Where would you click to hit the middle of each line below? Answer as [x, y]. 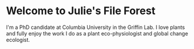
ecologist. [18, 40]
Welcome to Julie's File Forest [81, 11]
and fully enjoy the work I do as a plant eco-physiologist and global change [97, 33]
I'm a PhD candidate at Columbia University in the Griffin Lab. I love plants [96, 27]
